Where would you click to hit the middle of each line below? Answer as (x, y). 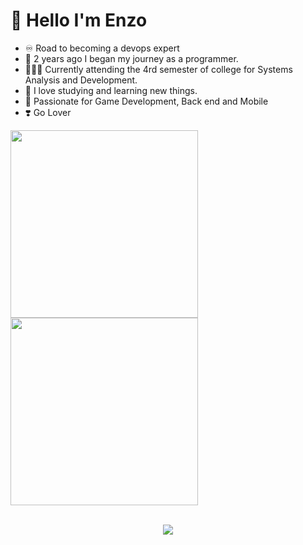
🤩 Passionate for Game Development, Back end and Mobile (146, 101)
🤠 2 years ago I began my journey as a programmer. (131, 58)
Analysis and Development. (81, 80)
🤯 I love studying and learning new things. (111, 90)
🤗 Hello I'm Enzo (79, 20)
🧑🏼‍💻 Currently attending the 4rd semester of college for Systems (158, 69)
